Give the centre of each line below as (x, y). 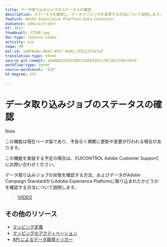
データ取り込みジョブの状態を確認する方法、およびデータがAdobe (73, 175)
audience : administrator (31, 24)
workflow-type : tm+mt (28, 65)
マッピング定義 (28, 227)
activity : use (20, 42)
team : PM (14, 47)
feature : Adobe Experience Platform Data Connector (60, 19)
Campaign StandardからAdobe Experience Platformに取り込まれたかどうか (82, 181)
